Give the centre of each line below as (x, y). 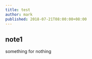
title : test (18, 10)
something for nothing (28, 51)
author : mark (19, 14)
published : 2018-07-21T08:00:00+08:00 (46, 19)
